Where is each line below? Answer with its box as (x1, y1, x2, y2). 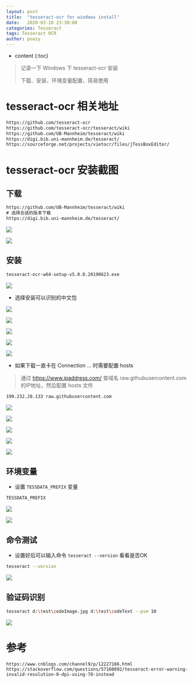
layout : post (6, 8, 38, 15)
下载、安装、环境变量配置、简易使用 (20, 77, 109, 84)
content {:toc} (14, 52, 49, 59)
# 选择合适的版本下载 (6, 210, 51, 216)
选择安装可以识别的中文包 (14, 294, 77, 301)
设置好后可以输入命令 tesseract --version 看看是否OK (14, 552, 148, 559)
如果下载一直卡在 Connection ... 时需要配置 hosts (14, 362, 134, 369)
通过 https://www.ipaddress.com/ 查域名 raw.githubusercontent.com (20, 374, 187, 381)
